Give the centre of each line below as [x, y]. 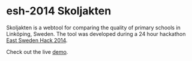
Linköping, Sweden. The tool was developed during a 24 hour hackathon [96, 33]
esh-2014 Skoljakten [59, 11]
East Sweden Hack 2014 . [37, 40]
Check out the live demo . [37, 51]
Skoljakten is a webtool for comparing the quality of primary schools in [94, 28]
